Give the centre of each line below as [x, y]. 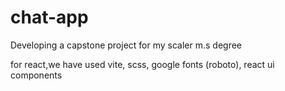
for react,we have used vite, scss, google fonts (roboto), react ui [142, 64]
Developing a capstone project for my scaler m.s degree [126, 45]
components [36, 75]
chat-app [49, 17]
